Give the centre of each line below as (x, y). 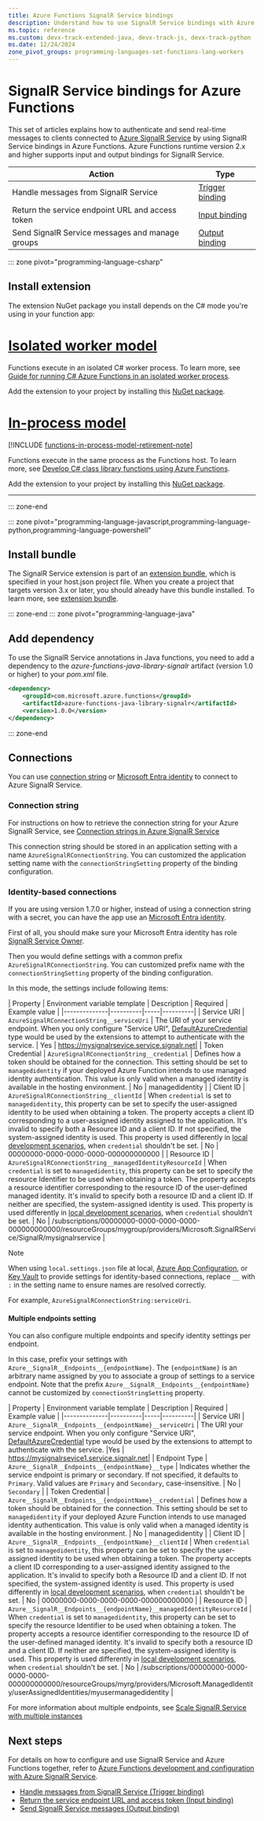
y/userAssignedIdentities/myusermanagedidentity (89, 1693)
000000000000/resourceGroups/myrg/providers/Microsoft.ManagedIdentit (131, 1684)
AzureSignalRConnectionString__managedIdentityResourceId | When (117, 1163)
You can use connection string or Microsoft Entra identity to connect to (123, 777)
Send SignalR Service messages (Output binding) (99, 1808)
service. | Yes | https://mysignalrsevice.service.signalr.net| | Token (116, 1046)
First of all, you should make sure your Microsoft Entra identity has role (123, 933)
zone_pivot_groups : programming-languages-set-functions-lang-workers (126, 52)
